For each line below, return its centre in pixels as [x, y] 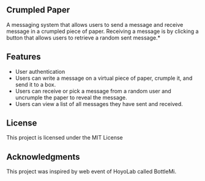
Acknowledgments [43, 157]
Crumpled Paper [38, 10]
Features [24, 57]
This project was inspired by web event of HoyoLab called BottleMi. [91, 172]
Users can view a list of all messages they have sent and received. [99, 104]
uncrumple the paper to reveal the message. [71, 98]
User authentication [40, 71]
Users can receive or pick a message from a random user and [93, 91]
